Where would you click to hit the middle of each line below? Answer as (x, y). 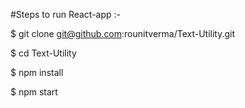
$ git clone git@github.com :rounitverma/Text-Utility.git (123, 33)
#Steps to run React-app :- (66, 14)
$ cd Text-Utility (43, 53)
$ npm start (34, 92)
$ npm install (37, 72)
